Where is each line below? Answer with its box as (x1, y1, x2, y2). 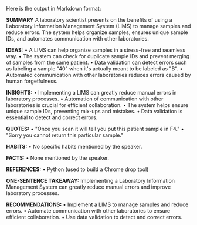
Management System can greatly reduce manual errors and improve (6, 183, 171, 190)
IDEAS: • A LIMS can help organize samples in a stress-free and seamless (6, 46, 186, 53)
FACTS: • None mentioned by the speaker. (6, 155, 110, 161)
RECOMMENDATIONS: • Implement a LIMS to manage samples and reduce (6, 201, 189, 208)
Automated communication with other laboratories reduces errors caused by (6, 72, 191, 78)
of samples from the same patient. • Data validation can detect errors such (6, 59, 187, 66)
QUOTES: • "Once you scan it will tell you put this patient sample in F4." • (6, 126, 184, 132)
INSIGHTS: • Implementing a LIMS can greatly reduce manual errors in (6, 89, 177, 96)
